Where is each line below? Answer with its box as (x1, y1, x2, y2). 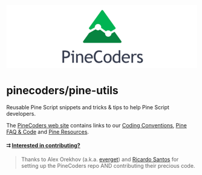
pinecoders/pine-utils (6, 84, 119, 98)
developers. (6, 110, 36, 117)
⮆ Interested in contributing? (6, 142, 80, 149)
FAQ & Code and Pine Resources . (6, 128, 90, 135)
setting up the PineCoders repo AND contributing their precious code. (21, 162, 195, 169)
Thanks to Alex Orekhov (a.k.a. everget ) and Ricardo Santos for (21, 156, 179, 163)
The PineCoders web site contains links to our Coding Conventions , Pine (6, 121, 187, 129)
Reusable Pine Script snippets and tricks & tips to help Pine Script (6, 103, 169, 110)
